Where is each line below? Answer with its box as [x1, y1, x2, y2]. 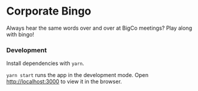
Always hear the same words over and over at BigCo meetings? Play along [6, 24, 193, 32]
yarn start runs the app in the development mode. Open [6, 72, 149, 79]
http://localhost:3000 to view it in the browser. [6, 78, 123, 86]
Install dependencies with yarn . [6, 59, 84, 67]
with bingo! [6, 30, 35, 38]
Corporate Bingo [6, 4, 92, 18]
